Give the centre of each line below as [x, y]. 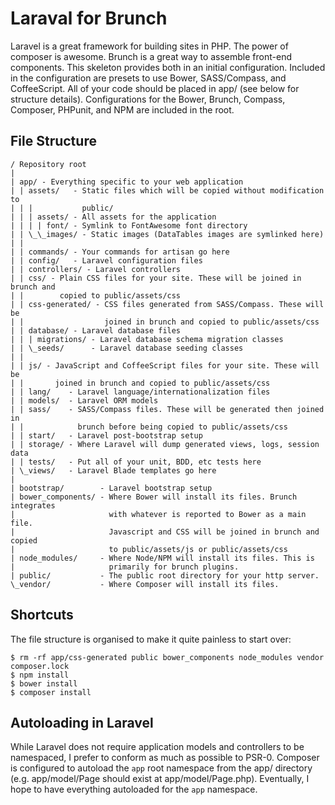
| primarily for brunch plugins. [125, 567]
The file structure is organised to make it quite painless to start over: [151, 639]
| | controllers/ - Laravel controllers [96, 269]
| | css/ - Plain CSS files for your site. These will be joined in [156, 278]
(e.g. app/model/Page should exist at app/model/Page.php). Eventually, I [160, 779]
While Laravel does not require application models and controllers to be [157, 747]
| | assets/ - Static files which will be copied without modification [167, 190]
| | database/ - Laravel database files [96, 330]
